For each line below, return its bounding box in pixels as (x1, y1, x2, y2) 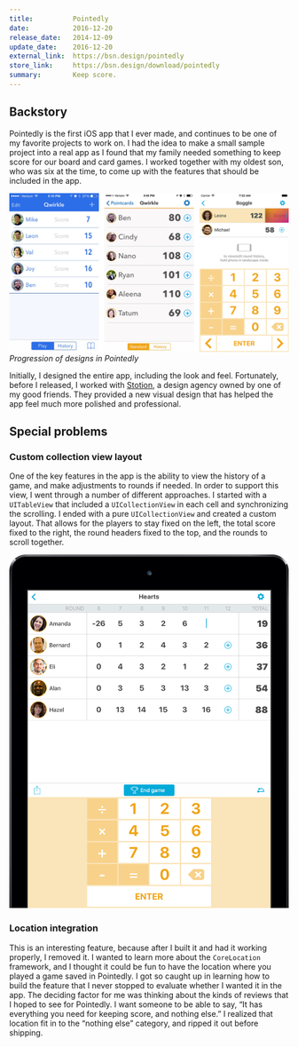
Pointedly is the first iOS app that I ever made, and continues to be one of (9, 128, 278, 139)
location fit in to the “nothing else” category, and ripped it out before (9, 1018, 259, 1028)
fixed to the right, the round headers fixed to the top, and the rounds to (9, 527, 268, 538)
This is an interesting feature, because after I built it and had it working (9, 942, 268, 953)
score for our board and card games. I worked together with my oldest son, (9, 156, 284, 167)
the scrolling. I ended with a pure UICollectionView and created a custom (9, 509, 277, 520)
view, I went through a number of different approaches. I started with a (9, 489, 268, 501)
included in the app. (9, 175, 82, 186)
